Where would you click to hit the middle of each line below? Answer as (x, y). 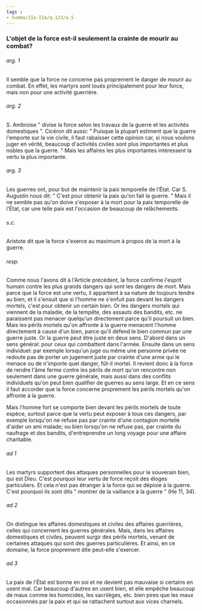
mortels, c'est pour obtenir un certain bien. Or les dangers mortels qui (93, 306)
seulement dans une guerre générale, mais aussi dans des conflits (89, 377)
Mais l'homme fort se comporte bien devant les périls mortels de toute (93, 407)
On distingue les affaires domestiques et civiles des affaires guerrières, (95, 524)
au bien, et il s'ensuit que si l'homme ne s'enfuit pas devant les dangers (95, 299)
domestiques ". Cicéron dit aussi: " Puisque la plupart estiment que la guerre (101, 131)
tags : (14, 12)
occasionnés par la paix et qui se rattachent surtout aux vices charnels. (95, 601)
